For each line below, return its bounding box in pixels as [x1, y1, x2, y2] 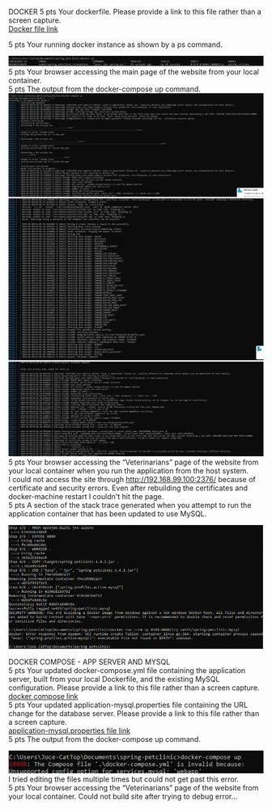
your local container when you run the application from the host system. [8, 466, 249, 476]
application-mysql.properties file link [8, 726, 131, 735]
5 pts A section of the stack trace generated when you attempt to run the [8, 501, 252, 510]
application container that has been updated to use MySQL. [8, 509, 207, 519]
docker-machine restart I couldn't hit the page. [8, 492, 164, 502]
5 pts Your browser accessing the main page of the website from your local [8, 67, 259, 77]
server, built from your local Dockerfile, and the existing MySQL [8, 674, 220, 684]
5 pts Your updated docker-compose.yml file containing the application [8, 665, 246, 675]
